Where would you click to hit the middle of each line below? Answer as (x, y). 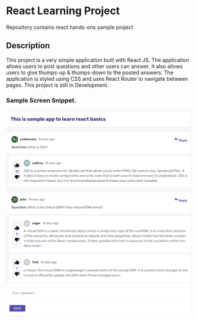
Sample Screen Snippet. (41, 100)
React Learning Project (63, 11)
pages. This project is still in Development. (57, 85)
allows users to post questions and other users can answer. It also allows (95, 66)
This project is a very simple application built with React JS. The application (98, 60)
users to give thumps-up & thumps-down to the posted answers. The (90, 73)
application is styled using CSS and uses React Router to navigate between (97, 78)
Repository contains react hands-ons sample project (70, 27)
